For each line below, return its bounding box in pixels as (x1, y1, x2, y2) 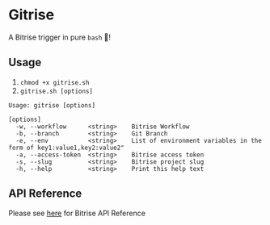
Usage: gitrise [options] (8, 101, 95, 110)
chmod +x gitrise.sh (19, 78, 90, 86)
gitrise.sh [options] (19, 87, 93, 95)
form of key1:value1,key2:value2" (8, 144, 125, 152)
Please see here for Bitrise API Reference (8, 208, 146, 218)
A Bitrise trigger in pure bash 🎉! (8, 32, 112, 42)
